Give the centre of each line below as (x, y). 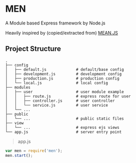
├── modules (18, 87)
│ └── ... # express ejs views (62, 127)
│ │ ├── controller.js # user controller (60, 101)
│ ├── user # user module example (65, 92)
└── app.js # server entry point (64, 132)
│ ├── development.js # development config (64, 74)
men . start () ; (19, 155)
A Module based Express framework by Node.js (55, 23)
